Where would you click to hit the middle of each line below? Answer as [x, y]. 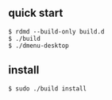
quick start [36, 13]
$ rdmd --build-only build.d [56, 31]
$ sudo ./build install [48, 88]
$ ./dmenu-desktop [39, 46]
